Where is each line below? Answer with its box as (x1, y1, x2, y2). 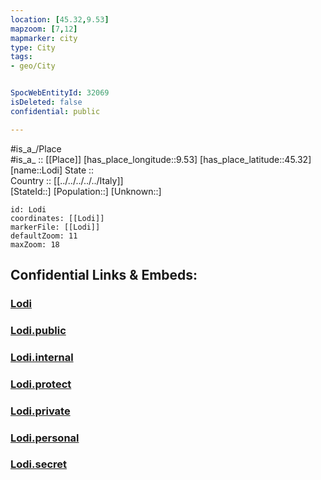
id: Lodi (10, 204, 47, 215)
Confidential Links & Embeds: (10, 267, 198, 284)
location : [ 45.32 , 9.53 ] (10, 14, 110, 25)
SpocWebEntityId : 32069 (10, 88, 110, 98)
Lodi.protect (10, 377, 72, 391)
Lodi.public (10, 323, 67, 337)
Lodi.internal (10, 350, 74, 364)
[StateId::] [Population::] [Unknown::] (10, 185, 162, 197)
